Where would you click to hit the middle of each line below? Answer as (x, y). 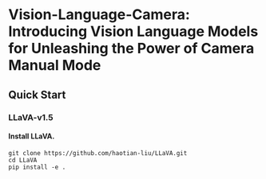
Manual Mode (55, 66)
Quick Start (37, 94)
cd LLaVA (23, 160)
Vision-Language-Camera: (99, 15)
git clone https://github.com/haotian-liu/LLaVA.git (98, 153)
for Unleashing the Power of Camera (131, 49)
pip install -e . (37, 167)
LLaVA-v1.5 (31, 117)
